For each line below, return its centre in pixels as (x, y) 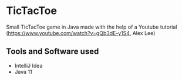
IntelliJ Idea (28, 65)
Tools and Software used (53, 52)
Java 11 (23, 72)
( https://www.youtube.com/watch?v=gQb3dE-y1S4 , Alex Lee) (81, 33)
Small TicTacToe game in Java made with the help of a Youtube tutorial (92, 27)
